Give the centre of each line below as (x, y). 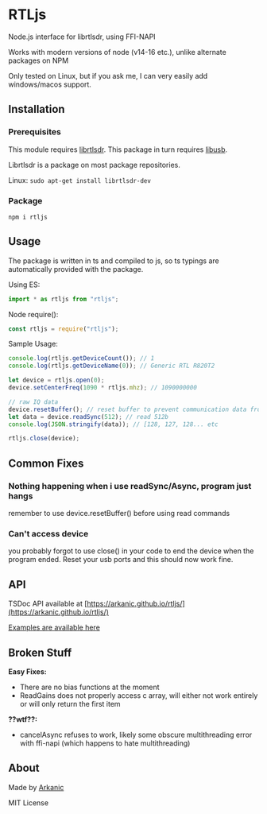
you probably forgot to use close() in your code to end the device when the (131, 551)
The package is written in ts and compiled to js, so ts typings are (114, 261)
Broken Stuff (40, 652)
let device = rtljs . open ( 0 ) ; (56, 380)
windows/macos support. (50, 84)
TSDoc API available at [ (48, 604)
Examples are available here (54, 628)
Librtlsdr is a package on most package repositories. (94, 165)
